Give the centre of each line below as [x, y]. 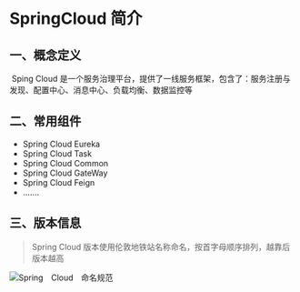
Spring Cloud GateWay [65, 173]
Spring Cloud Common [65, 163]
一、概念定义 [45, 55]
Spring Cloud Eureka [61, 144]
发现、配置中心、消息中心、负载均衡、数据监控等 [101, 90]
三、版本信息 [45, 223]
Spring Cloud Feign [59, 182]
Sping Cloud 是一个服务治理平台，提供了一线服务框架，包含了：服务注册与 [151, 79]
